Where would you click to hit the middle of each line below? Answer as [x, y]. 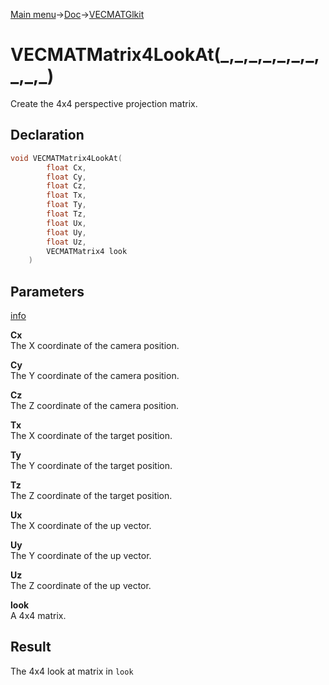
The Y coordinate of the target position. [91, 466]
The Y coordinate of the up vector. [81, 556]
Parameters [47, 291]
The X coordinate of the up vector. [81, 526]
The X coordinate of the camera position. [95, 346]
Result [31, 647]
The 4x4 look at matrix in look [72, 671]
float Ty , [66, 205]
